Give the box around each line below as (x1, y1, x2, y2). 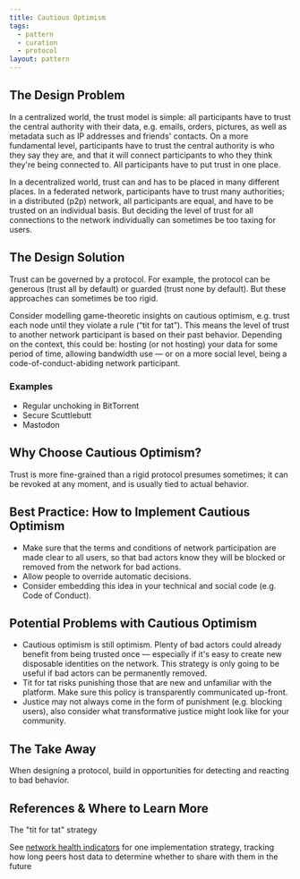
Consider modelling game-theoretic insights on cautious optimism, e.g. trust (9, 310, 290, 320)
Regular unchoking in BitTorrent (21, 400, 140, 411)
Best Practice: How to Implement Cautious (9, 505, 251, 520)
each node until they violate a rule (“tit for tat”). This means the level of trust (9, 320, 289, 330)
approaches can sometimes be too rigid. (9, 293, 159, 303)
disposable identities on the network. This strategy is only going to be (21, 659, 280, 670)
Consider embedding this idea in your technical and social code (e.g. (21, 580, 277, 591)
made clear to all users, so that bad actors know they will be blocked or (21, 551, 286, 562)
